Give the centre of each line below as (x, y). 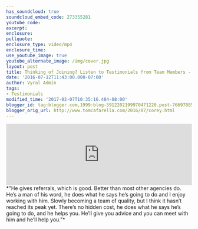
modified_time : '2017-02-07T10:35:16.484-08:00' (67, 99)
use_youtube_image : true (37, 55)
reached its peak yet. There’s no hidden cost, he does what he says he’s (93, 207)
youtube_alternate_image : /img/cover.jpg (58, 61)
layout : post (22, 66)
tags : (13, 89)
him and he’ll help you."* (36, 220)
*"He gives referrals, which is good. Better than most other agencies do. (94, 188)
